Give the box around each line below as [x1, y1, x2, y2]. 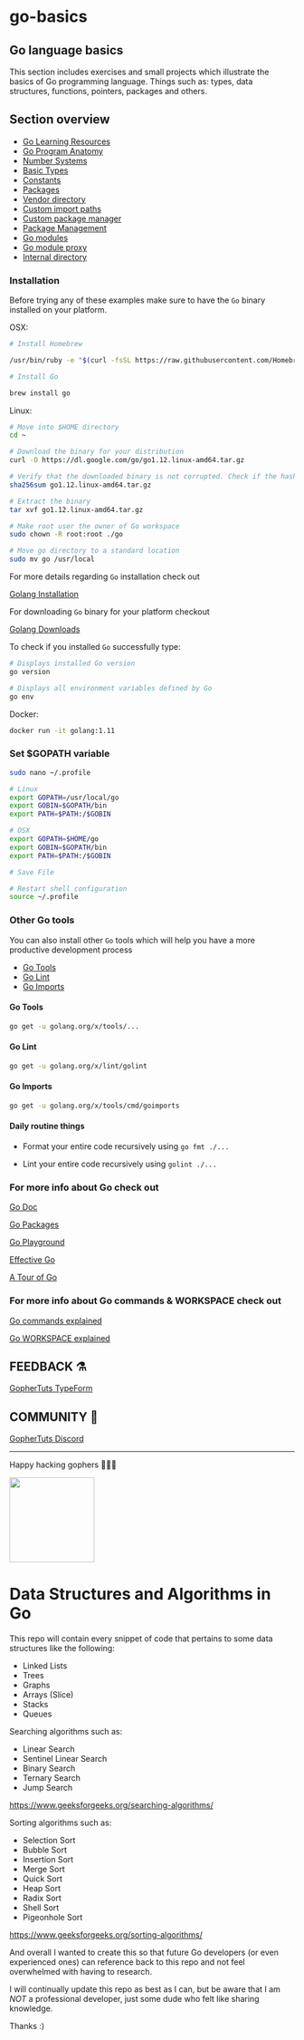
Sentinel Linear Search [22, 1754, 108, 1764]
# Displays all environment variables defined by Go [9, 683, 213, 692]
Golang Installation [9, 589, 80, 600]
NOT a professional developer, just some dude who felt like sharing [9, 1994, 260, 2005]
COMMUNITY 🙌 [9, 1409, 99, 1425]
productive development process [9, 944, 133, 955]
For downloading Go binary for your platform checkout [9, 606, 210, 617]
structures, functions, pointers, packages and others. [9, 86, 208, 96]
